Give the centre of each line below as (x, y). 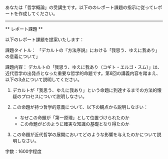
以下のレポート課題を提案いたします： (44, 39)
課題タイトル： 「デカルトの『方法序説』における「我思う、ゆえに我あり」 (82, 50)
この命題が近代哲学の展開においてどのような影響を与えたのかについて (84, 134)
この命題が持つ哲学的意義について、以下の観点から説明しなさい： (80, 107)
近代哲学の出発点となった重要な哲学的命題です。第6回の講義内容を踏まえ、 (83, 73)
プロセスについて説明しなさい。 (54, 96)
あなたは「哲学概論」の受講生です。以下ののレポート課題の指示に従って (79, 7)
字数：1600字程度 (23, 151)
